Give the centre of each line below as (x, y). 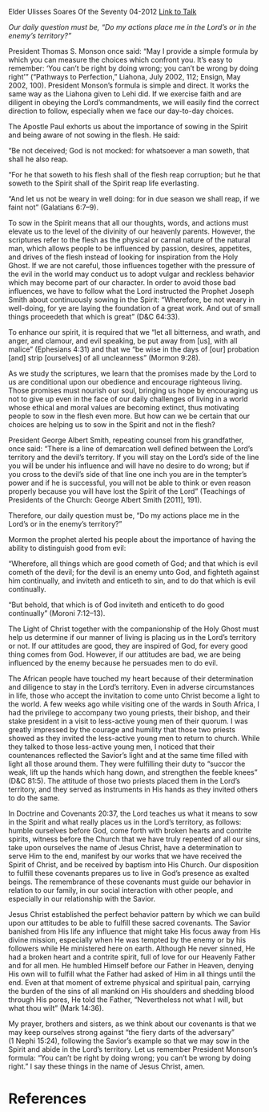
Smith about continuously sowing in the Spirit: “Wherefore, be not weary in (131, 299)
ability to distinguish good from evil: (67, 548)
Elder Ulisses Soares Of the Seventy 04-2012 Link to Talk (102, 12)
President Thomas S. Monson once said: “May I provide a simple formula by (133, 51)
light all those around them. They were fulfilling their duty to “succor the (127, 764)
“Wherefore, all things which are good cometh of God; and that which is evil (133, 564)
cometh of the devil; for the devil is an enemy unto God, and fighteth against (134, 572)
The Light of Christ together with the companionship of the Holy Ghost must (134, 629)
